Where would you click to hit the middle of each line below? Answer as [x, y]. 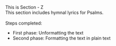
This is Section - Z [24, 7]
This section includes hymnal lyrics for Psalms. [54, 12]
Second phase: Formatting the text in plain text [62, 38]
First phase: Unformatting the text [48, 33]
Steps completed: [24, 23]
